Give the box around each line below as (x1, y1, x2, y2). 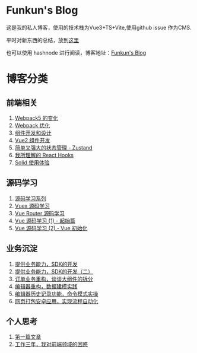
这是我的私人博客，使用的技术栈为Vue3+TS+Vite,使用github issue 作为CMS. (6, 24, 192, 31)
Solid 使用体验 (14, 158, 50, 166)
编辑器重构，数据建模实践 (14, 282, 78, 290)
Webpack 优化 (14, 122, 50, 129)
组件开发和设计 (14, 129, 52, 136)
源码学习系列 (14, 195, 46, 202)
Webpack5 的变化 (14, 114, 59, 122)
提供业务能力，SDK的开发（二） (14, 268, 94, 275)
